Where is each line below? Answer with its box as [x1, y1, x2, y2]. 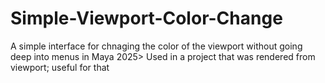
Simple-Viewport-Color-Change [10, 7, 283, 30]
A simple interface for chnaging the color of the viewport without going [10, 40, 303, 52]
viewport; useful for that [10, 61, 110, 73]
